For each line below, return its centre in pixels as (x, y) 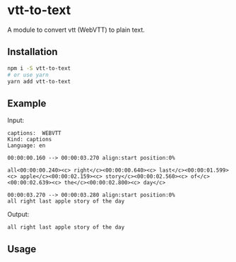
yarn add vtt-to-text (39, 81)
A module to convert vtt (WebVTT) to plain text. (76, 30)
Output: (18, 215)
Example (27, 103)
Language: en (26, 146)
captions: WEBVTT (34, 133)
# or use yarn (28, 75)
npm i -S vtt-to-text (39, 68)
